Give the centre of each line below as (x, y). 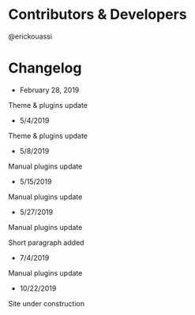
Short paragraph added (46, 243)
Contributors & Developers (97, 15)
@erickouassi (30, 36)
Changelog (45, 68)
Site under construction (47, 303)
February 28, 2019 (49, 90)
